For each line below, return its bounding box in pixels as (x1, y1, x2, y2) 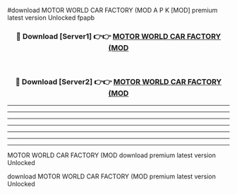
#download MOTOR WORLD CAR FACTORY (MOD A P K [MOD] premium (7, 6, 218, 14)
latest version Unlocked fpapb (7, 13, 95, 22)
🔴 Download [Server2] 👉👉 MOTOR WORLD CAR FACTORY (15, 77, 222, 87)
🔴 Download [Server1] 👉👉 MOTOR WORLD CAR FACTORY (16, 31, 221, 41)
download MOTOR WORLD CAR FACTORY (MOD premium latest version (7, 172, 217, 181)
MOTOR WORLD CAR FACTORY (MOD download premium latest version (7, 151, 217, 159)
